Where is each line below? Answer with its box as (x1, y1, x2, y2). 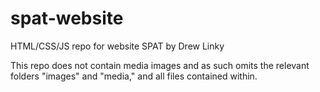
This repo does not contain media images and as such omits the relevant (10, 59, 310, 71)
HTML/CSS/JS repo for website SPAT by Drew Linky (10, 40, 225, 52)
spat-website (10, 7, 124, 30)
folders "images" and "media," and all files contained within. (10, 70, 258, 82)
